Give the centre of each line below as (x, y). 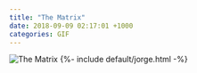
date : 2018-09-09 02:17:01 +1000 (71, 26)
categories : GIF (39, 34)
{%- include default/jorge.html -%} (124, 60)
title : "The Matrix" (48, 17)
